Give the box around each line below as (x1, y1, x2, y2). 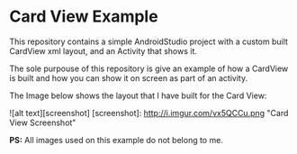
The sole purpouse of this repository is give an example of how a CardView (9, 63, 289, 74)
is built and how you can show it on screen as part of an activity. (9, 72, 248, 83)
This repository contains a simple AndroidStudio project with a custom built (9, 36, 288, 47)
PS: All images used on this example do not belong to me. (9, 134, 223, 145)
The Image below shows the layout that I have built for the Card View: (9, 90, 267, 101)
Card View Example (9, 6, 159, 27)
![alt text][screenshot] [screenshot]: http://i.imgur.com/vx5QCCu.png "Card (9, 107, 289, 118)
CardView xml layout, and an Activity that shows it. (9, 45, 198, 56)
